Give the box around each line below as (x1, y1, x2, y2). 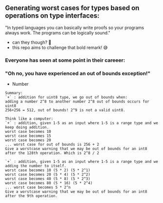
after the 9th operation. (5, 194, 58, 199)
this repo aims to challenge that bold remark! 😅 (12, 44, 108, 51)
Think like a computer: (5, 116, 54, 122)
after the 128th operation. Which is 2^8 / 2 (5, 151, 99, 156)
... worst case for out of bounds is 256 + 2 (5, 142, 99, 147)
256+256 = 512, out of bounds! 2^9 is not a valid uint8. (5, 108, 125, 113)
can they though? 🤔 (12, 39, 52, 45)
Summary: (5, 91, 23, 96)
